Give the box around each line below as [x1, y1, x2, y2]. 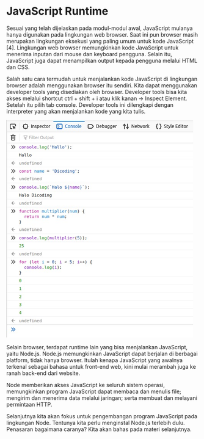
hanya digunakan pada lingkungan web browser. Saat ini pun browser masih [6, 31, 199, 38]
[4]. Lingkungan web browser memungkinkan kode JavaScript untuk [6, 44, 179, 51]
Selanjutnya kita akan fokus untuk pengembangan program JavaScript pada [6, 412, 197, 419]
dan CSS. [6, 63, 30, 71]
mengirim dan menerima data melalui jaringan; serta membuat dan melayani [6, 394, 197, 401]
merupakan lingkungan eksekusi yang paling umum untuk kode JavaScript [6, 37, 194, 45]
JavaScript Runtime [6, 4, 109, 18]
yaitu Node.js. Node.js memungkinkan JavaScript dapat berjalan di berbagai [6, 350, 198, 357]
